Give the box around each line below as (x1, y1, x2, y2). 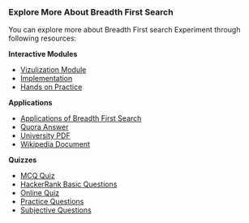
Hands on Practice (19, 82, 83, 92)
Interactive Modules (8, 49, 78, 59)
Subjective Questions (19, 205, 92, 215)
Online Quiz (19, 188, 60, 198)
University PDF (19, 131, 71, 140)
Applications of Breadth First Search (19, 114, 142, 123)
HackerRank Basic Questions (19, 179, 118, 189)
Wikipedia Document (19, 139, 91, 149)
